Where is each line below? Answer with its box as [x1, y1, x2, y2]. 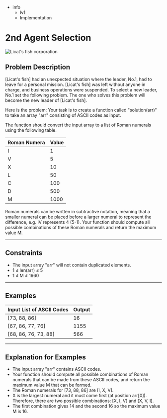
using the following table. [5, 127, 57, 133]
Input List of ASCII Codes [7, 306, 69, 313]
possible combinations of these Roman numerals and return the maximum [5, 224, 157, 230]
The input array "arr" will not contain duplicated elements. [12, 262, 132, 268]
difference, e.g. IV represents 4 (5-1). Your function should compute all [5, 219, 150, 225]
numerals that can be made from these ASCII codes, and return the [12, 377, 150, 383]
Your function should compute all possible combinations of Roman [12, 371, 149, 377]
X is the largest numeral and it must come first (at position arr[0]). [12, 393, 147, 399]
